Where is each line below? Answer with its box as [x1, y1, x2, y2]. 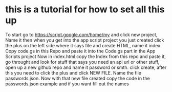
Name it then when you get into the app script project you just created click [5, 37, 164, 43]
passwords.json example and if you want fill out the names [5, 81, 129, 87]
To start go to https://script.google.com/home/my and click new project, [5, 31, 158, 38]
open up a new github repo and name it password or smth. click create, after [5, 64, 167, 70]
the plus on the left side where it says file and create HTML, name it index [5, 42, 161, 48]
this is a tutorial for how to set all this [5, 4, 165, 15]
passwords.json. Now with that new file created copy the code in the [5, 75, 150, 81]
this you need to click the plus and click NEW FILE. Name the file [5, 69, 142, 76]
